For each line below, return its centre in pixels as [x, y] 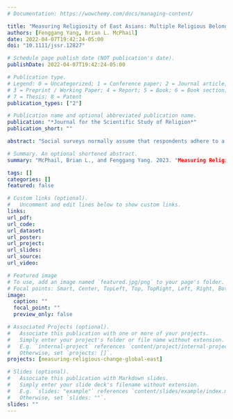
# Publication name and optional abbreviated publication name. [102, 116]
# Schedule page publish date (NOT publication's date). [91, 58]
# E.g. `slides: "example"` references [68, 391]
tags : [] [20, 173]
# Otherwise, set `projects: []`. [60, 353]
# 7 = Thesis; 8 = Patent [44, 97]
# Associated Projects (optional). [59, 327]
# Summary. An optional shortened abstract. [72, 154]
